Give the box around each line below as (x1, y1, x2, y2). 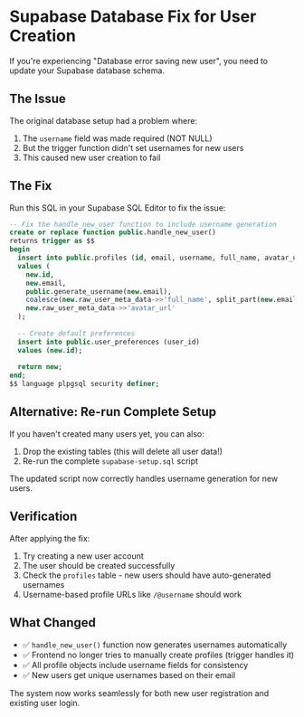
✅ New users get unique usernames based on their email (22, 669, 236, 680)
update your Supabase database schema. (9, 65, 166, 76)
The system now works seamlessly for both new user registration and (9, 687, 270, 698)
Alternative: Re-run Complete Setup (9, 404, 217, 420)
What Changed (9, 615, 97, 630)
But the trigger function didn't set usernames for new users (22, 142, 244, 153)
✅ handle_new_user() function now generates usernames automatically (22, 639, 288, 650)
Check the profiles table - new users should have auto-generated (22, 570, 271, 580)
